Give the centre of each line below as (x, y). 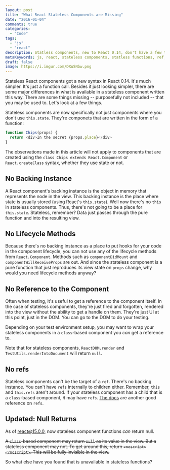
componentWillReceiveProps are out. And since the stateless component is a (84, 262)
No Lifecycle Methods (40, 233)
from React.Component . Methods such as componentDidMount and (71, 257)
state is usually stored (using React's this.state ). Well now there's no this (83, 202)
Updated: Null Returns (41, 419)
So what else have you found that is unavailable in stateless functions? (79, 462)
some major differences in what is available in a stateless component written (85, 92)
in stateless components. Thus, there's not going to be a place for (74, 207)
